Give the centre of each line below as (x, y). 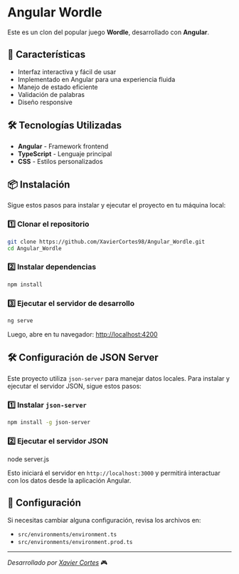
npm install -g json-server (49, 422)
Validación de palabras (51, 94)
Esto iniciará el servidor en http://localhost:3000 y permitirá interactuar (114, 473)
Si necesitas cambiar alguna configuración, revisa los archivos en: (104, 520)
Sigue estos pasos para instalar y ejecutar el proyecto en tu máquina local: (117, 205)
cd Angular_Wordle (34, 248)
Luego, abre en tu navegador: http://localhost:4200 (83, 334)
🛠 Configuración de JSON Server (83, 358)
